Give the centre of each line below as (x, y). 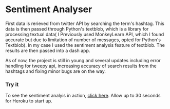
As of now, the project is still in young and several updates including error (83, 60)
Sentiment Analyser (49, 9)
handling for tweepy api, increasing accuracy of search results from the (81, 66)
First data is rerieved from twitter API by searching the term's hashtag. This (85, 23)
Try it (12, 84)
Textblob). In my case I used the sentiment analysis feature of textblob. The (85, 45)
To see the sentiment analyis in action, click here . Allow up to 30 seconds (83, 96)
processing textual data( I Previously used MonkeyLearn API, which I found (85, 34)
